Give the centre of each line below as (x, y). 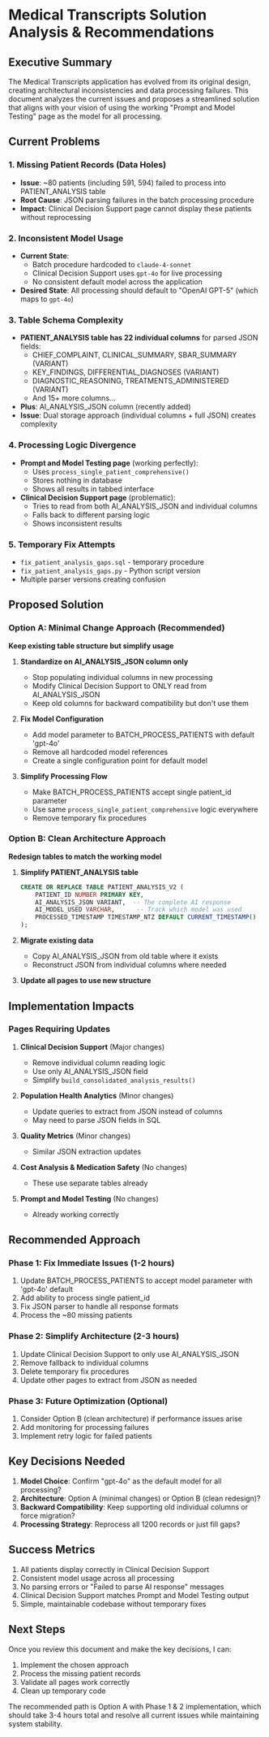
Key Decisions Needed (67, 1461)
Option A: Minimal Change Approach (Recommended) (117, 628)
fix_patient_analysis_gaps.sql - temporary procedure (112, 561)
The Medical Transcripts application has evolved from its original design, (130, 82)
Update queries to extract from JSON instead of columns (127, 1111)
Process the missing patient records (80, 1673)
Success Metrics (52, 1550)
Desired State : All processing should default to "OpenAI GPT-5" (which (139, 290)
